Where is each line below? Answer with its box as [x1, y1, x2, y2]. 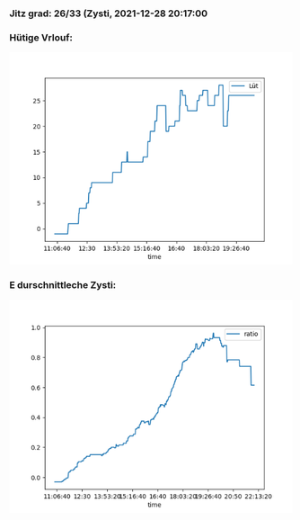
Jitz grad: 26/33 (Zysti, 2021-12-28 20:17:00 [9, 7, 208, 20]
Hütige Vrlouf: [9, 31, 74, 43]
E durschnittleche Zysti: [9, 279, 117, 291]
